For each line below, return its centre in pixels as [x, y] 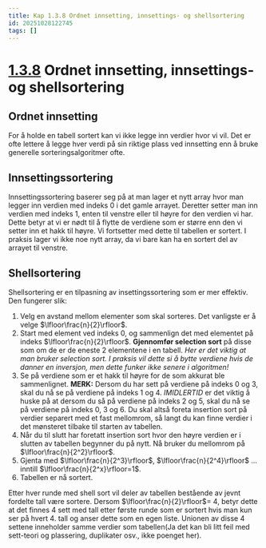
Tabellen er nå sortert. [56, 477]
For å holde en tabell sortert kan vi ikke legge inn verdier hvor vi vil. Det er [130, 136]
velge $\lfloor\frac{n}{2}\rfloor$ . [73, 325]
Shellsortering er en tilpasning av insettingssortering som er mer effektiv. [128, 292]
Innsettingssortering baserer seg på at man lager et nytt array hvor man [126, 197]
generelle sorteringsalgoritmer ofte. [67, 153]
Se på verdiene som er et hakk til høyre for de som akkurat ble [122, 375]
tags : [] [23, 30]
